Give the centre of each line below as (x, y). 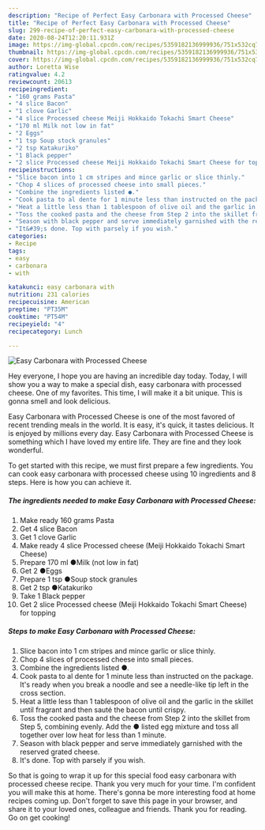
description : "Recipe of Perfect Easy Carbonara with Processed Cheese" (130, 15)
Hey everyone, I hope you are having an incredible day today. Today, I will (128, 376)
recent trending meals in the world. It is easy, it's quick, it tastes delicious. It (131, 425)
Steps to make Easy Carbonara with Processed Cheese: (102, 631)
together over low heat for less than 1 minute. (93, 735)
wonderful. (26, 450)
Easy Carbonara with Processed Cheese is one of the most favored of (121, 417)
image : (19, 45)
